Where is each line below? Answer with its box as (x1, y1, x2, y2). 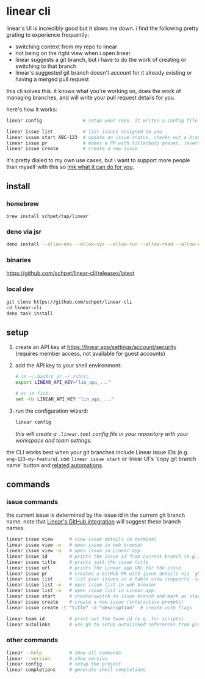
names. (6, 525, 25, 532)
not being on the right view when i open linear (15, 49, 131, 56)
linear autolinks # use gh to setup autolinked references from (6, 621, 190, 628)
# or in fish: (15, 390, 51, 396)
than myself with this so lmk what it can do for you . (6, 163, 134, 171)
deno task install (6, 310, 53, 317)
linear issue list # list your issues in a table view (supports (6, 576, 190, 582)
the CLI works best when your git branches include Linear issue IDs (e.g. (6, 448, 189, 456)
